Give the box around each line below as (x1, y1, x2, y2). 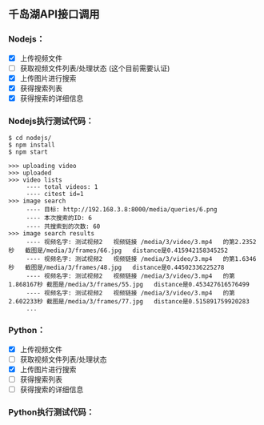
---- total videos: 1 (26, 183, 98, 191)
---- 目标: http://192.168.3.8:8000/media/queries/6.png (26, 206, 218, 214)
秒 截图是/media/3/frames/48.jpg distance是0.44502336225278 (8, 263, 225, 272)
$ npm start (8, 148, 48, 156)
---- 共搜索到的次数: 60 (26, 223, 101, 231)
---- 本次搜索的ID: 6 (26, 215, 92, 223)
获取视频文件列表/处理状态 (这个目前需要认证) (19, 63, 170, 73)
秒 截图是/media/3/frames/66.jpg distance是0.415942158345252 (8, 247, 228, 255)
